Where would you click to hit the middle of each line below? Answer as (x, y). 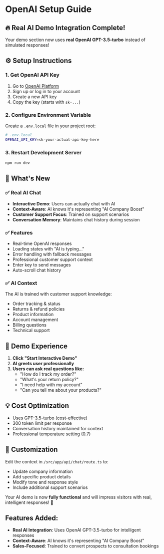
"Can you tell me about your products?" (60, 390)
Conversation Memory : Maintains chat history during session (76, 219)
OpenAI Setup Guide (48, 9)
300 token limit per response (42, 423)
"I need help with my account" (51, 385)
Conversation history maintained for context (58, 428)
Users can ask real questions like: (48, 369)
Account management (35, 320)
